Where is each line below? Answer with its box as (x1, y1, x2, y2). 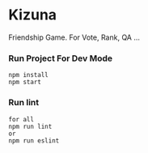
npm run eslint (8, 136, 60, 145)
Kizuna (8, 6, 57, 24)
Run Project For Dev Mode (8, 53, 113, 64)
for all (8, 115, 35, 123)
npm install (8, 71, 49, 79)
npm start (8, 79, 42, 87)
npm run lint (8, 122, 53, 130)
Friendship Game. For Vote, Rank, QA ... (8, 32, 140, 42)
